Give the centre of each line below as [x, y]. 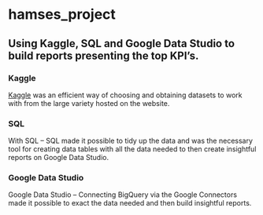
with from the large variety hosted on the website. [89, 103]
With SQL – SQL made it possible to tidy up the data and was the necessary [131, 141]
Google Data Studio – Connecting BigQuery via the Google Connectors [123, 195]
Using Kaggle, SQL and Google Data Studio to [121, 44]
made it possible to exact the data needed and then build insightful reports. [130, 203]
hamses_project [62, 15]
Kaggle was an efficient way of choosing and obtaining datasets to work [125, 95]
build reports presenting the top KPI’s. [104, 55]
